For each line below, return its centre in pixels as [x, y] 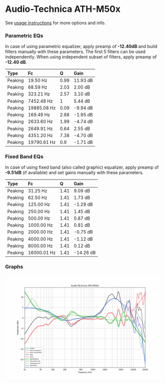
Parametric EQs [24, 36]
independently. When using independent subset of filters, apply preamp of [81, 57]
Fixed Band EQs [24, 156]
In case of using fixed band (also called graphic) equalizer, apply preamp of [82, 167]
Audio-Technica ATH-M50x [63, 9]
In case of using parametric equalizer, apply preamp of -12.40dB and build [81, 47]
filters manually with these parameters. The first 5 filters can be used [75, 52]
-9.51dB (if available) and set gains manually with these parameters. [75, 173]
